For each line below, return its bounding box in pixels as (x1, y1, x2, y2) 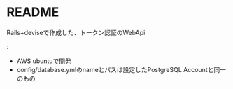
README (6, 4, 59, 20)
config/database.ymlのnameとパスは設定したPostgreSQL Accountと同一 (16, 65, 227, 74)
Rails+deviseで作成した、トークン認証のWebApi (6, 28, 146, 36)
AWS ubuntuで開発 (16, 57, 71, 65)
